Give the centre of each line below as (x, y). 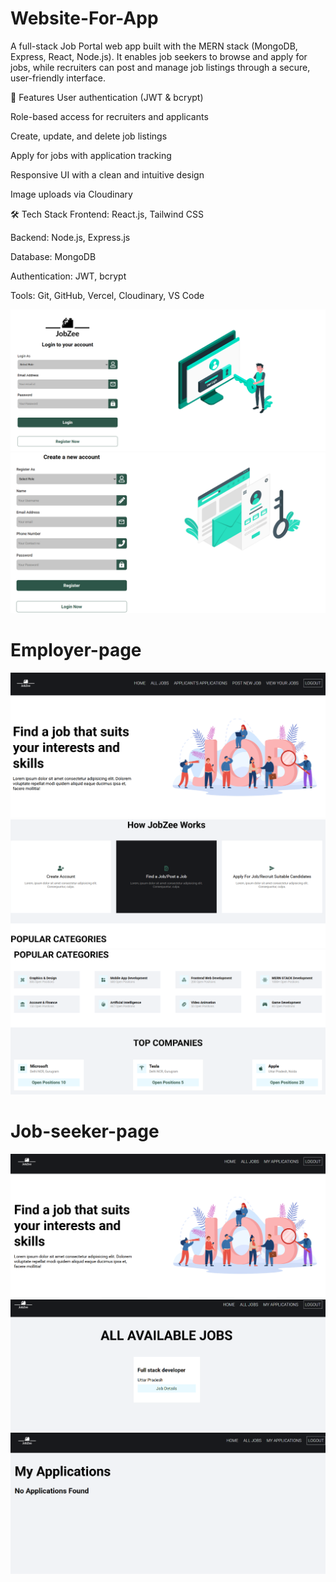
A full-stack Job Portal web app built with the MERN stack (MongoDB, (154, 46)
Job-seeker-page (85, 1131)
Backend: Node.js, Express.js (70, 237)
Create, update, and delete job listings (89, 136)
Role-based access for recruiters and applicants (109, 116)
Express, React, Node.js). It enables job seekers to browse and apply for (159, 56)
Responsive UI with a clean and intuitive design (107, 174)
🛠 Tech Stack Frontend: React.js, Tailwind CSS (107, 214)
